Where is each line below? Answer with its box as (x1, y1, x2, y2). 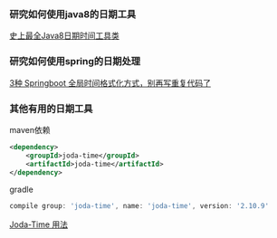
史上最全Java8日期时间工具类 (9, 30, 119, 42)
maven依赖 (9, 124, 51, 135)
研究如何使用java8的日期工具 (9, 7, 137, 20)
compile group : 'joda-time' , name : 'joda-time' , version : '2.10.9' (9, 202, 270, 211)
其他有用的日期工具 (9, 102, 93, 115)
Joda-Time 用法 (9, 219, 69, 230)
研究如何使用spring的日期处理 (9, 55, 141, 68)
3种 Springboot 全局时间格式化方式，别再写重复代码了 (9, 77, 211, 88)
